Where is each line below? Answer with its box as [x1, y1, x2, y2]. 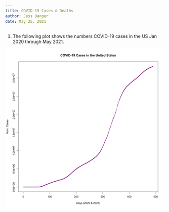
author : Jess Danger [5, 13, 49, 19]
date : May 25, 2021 [5, 19, 47, 24]
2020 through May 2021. [12, 38, 64, 45]
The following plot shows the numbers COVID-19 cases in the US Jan [12, 33, 157, 39]
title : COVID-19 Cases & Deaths [5, 8, 73, 13]
